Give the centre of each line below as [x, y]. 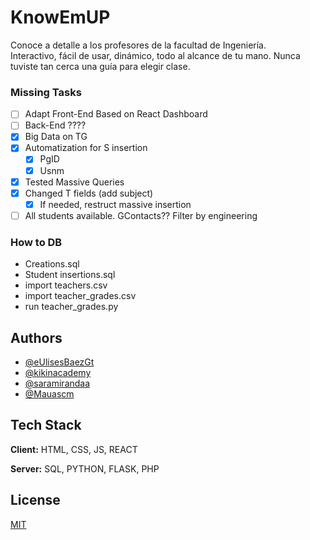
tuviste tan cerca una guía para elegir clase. [100, 66]
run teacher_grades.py [71, 307]
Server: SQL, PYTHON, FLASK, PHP [85, 468]
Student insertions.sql [70, 275]
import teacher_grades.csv [80, 296]
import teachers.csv [66, 285]
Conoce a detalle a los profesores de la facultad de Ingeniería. [138, 45]
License [35, 500]
